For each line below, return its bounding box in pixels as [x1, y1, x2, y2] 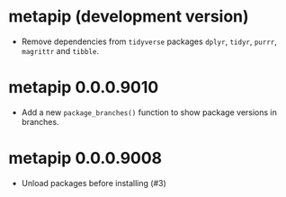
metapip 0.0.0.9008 [8, 148, 163, 168]
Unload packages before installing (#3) [21, 177, 167, 188]
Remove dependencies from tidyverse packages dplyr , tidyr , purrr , [21, 36, 278, 47]
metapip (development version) [8, 6, 249, 27]
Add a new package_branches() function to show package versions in [21, 106, 278, 118]
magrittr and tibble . [21, 45, 100, 56]
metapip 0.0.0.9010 [8, 77, 159, 98]
